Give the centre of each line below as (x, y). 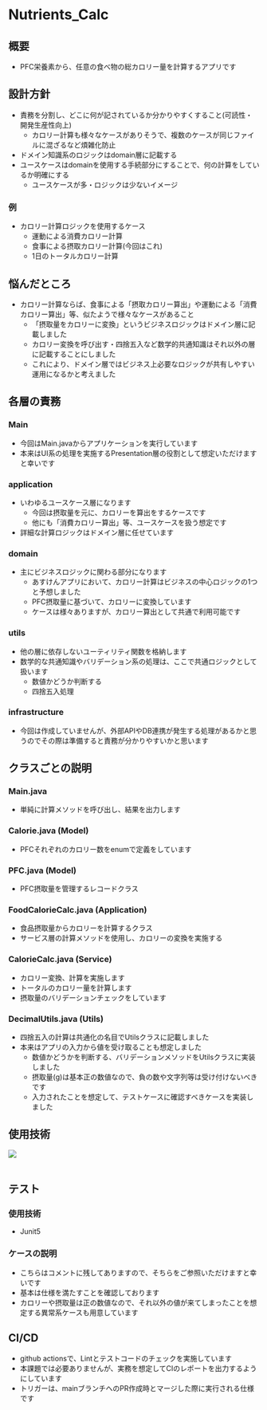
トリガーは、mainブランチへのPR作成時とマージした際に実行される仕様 (137, 1388)
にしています (41, 1378)
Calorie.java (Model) (49, 831)
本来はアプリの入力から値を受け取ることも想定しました (110, 1047)
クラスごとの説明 (50, 768)
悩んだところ (40, 283)
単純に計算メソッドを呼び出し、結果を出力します (100, 810)
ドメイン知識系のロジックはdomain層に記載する (98, 155)
